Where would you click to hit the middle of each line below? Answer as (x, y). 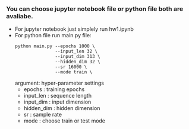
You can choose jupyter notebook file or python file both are (94, 9)
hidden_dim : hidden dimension (62, 108)
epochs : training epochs (54, 89)
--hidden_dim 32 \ (78, 62)
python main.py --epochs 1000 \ (55, 46)
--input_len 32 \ (76, 51)
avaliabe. (20, 16)
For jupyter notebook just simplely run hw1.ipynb (74, 29)
